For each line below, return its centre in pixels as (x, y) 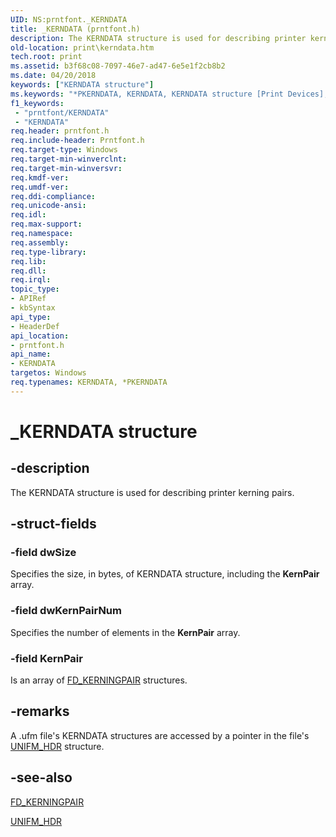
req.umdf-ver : (40, 187)
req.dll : (28, 271)
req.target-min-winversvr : (66, 168)
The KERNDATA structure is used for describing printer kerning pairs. (152, 492)
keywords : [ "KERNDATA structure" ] (82, 85)
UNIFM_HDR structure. (57, 746)
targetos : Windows (48, 373)
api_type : (31, 317)
